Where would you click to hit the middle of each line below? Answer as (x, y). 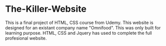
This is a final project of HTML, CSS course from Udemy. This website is (79, 23)
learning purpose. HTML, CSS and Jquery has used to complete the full (79, 33)
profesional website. (26, 38)
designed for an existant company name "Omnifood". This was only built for (83, 27)
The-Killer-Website (46, 9)
